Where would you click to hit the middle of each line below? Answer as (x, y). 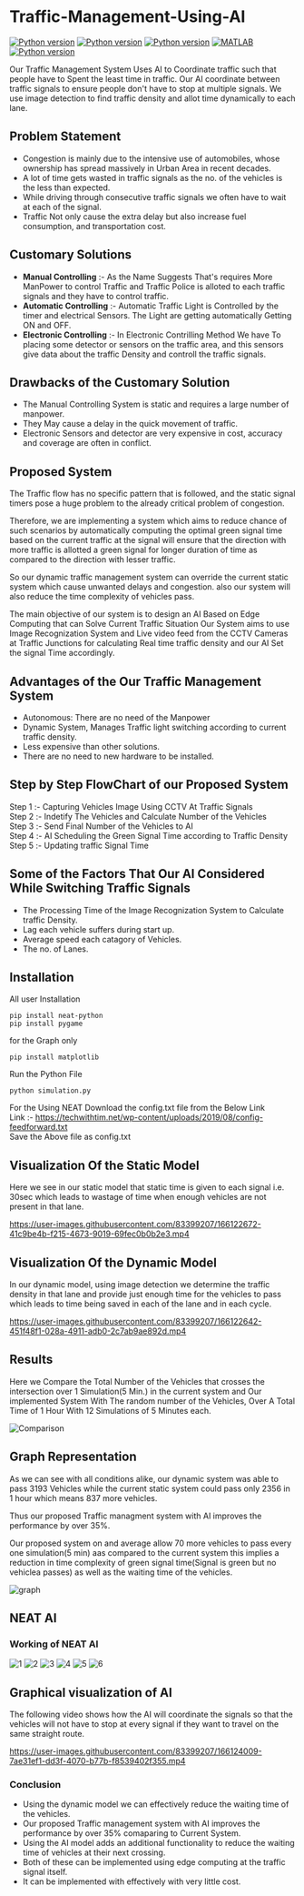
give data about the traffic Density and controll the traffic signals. (144, 354)
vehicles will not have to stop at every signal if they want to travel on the (144, 1724)
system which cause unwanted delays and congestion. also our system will (150, 587)
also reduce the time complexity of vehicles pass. (102, 597)
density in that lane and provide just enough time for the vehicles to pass (145, 1295)
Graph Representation (73, 1457)
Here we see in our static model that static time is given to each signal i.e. (147, 1187)
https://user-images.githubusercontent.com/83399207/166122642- (136, 1322)
